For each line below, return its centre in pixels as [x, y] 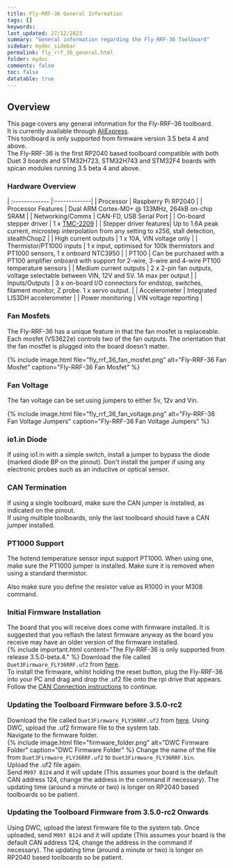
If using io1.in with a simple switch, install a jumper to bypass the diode [109, 455]
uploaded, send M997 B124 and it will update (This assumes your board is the [116, 834]
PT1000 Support [36, 543]
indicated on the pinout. [41, 510]
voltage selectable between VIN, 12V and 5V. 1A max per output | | [102, 276]
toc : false [23, 72]
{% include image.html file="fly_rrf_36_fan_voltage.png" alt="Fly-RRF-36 [111, 414]
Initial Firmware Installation [54, 612]
